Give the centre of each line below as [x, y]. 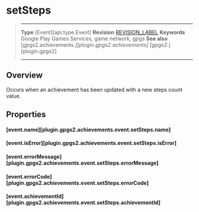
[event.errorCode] [29, 176]
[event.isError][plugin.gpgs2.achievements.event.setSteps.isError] [91, 143]
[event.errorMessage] [34, 156]
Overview [25, 76]
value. [14, 96]
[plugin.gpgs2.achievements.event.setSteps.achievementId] [84, 203]
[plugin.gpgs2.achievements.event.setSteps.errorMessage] [82, 163]
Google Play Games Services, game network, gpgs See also [94, 38]
